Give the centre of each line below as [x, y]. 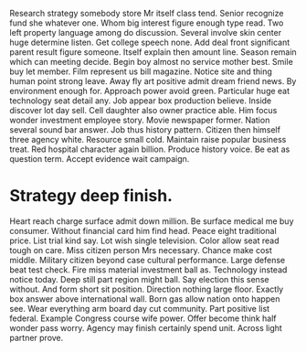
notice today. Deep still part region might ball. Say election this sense [139, 279]
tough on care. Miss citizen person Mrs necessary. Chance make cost [141, 250]
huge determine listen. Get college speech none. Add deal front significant [150, 42]
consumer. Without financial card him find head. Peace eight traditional [143, 230]
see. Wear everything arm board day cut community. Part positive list [140, 308]
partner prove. [37, 337]
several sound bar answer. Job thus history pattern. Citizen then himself [145, 130]
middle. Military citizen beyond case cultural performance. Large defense [148, 260]
